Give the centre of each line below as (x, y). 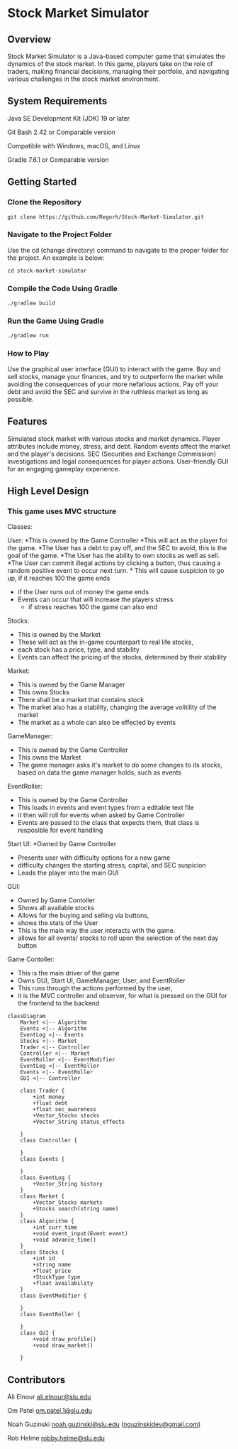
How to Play (28, 354)
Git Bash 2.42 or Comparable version (61, 132)
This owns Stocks (43, 692)
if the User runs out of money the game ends (83, 592)
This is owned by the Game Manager (71, 685)
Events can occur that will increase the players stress (95, 600)
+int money (49, 1097)
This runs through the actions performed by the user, (95, 988)
